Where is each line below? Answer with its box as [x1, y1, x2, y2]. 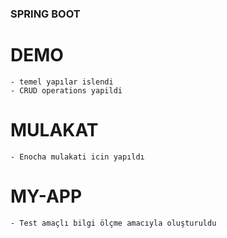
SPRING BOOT [10, 7, 81, 21]
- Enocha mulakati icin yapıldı [10, 152, 145, 162]
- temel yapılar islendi [10, 77, 114, 87]
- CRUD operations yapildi [10, 85, 123, 96]
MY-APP [10, 185, 83, 207]
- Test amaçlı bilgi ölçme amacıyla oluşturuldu [10, 218, 217, 228]
